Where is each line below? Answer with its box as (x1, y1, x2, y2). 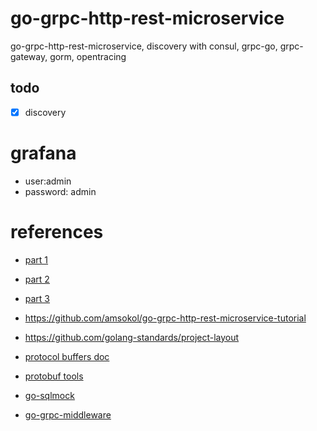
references (10, 220, 104, 243)
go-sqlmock (24, 389, 75, 401)
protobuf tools (24, 370, 84, 382)
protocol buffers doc (24, 350, 110, 362)
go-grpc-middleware (24, 408, 112, 421)
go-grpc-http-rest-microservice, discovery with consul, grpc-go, (10, 40, 278, 52)
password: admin (24, 185, 97, 197)
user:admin (24, 175, 72, 187)
